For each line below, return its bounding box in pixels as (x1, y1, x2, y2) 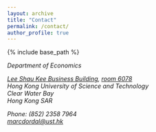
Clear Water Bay (7, 89, 54, 98)
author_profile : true (7, 29, 69, 36)
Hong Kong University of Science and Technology (7, 82, 149, 90)
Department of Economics (7, 61, 82, 69)
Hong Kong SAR (7, 97, 53, 105)
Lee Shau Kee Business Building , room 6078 (7, 75, 133, 83)
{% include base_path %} (7, 48, 80, 56)
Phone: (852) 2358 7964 (7, 110, 77, 118)
